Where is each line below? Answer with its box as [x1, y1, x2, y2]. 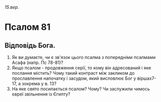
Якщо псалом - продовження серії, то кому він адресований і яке [11, 65, 152, 71]
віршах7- [137, 75, 157, 81]
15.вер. [4, 4, 19, 10]
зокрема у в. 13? [21, 81, 56, 86]
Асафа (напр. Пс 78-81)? [11, 59, 63, 65]
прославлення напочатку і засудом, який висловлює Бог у [11, 75, 136, 81]
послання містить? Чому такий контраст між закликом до [11, 70, 135, 76]
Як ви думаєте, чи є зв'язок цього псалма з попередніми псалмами [11, 54, 156, 60]
